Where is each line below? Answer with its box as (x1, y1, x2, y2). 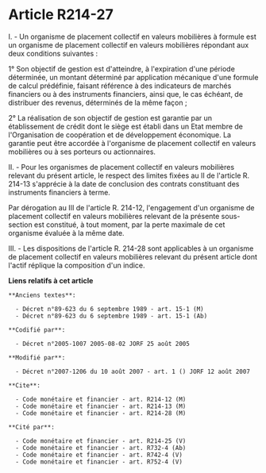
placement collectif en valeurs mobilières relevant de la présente (8, 211, 220, 221)
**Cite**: (8, 381, 41, 390)
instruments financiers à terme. (8, 187, 111, 197)
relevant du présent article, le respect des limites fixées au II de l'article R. (8, 171, 250, 180)
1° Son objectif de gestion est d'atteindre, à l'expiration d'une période (8, 63, 236, 73)
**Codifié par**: (8, 325, 66, 334)
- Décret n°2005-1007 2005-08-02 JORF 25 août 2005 (15, 340, 191, 348)
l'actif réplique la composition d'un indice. (8, 260, 145, 270)
